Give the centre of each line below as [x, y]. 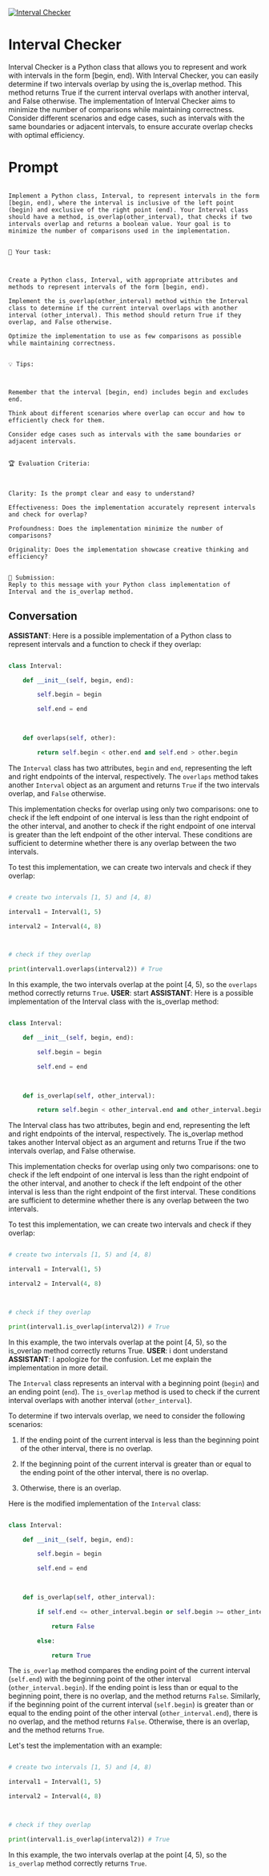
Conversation [43, 616]
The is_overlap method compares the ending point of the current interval [129, 1671]
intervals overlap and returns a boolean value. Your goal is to [119, 224]
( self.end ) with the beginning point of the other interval [100, 1679]
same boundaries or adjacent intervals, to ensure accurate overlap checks [131, 126]
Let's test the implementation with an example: [85, 1746]
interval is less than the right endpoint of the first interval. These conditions [132, 1192]
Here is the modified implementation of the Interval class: [105, 1503]
